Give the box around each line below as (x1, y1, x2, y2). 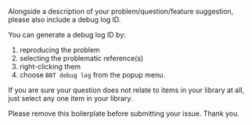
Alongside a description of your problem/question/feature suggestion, (8, 7, 234, 16)
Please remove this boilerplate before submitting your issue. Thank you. (8, 109, 240, 118)
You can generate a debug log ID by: (8, 31, 127, 39)
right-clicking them (19, 62, 81, 71)
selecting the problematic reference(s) (19, 54, 144, 63)
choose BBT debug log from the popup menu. (19, 70, 166, 79)
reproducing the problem (19, 45, 100, 54)
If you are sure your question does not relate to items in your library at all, (8, 85, 245, 95)
